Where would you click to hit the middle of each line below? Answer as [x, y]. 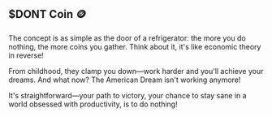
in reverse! [26, 55]
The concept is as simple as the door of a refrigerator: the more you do [127, 38]
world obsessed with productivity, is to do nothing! [93, 104]
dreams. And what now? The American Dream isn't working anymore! [125, 80]
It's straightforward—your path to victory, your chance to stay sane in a [127, 95]
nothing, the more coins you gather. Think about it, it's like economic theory [135, 46]
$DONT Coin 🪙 [47, 14]
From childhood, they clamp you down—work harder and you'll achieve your [136, 71]
